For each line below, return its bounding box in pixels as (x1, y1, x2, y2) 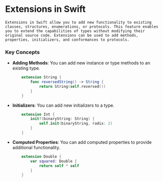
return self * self (39, 163, 79, 168)
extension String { (21, 75, 62, 80)
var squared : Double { (30, 159, 77, 164)
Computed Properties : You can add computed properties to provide (12, 139, 152, 145)
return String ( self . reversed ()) (39, 84, 106, 89)
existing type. (12, 65, 41, 71)
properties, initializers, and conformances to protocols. (5, 37, 130, 42)
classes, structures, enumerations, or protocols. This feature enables (5, 24, 159, 29)
